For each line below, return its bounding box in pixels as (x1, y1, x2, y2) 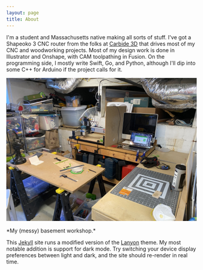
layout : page (6, 10, 39, 16)
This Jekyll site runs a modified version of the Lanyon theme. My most (6, 239, 181, 246)
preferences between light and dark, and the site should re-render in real (6, 251, 188, 258)
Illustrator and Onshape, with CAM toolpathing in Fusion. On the (6, 53, 165, 60)
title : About (6, 16, 39, 22)
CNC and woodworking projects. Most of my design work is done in (6, 46, 175, 54)
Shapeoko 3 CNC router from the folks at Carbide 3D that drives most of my (6, 40, 195, 47)
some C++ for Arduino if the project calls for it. (6, 65, 123, 73)
